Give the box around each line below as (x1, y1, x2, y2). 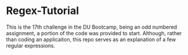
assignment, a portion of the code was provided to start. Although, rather (6, 29, 182, 36)
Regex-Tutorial (6, 4, 79, 18)
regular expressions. (6, 42, 55, 49)
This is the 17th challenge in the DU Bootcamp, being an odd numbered (6, 23, 177, 30)
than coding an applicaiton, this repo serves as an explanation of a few (6, 36, 176, 43)
